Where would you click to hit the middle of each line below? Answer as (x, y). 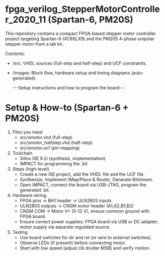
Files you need (27, 132)
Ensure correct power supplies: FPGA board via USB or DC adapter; (89, 221)
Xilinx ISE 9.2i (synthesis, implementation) (63, 158)
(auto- (137, 72)
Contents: (15, 54)
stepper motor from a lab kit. (34, 44)
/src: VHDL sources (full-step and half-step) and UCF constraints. (80, 63)
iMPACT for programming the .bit (54, 163)
